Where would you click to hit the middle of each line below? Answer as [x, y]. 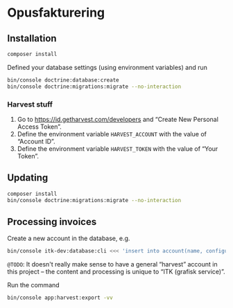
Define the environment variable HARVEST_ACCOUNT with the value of [112, 134]
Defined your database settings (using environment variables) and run [107, 67]
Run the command [34, 285]
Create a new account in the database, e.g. [69, 238]
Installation [32, 38]
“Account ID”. [36, 141]
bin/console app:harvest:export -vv [60, 298]
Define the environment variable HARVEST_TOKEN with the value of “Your [118, 148]
